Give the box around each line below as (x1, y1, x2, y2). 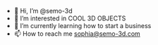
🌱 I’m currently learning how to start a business (13, 22, 152, 30)
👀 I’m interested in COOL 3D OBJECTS (13, 14, 126, 22)
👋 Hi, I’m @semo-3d (13, 7, 73, 15)
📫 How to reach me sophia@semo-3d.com (13, 30, 141, 38)
